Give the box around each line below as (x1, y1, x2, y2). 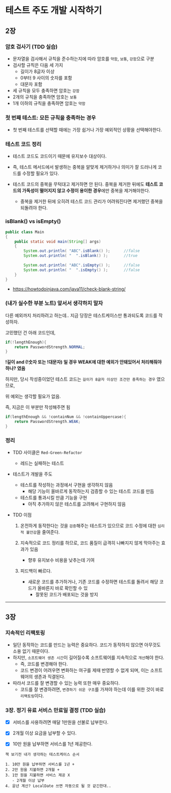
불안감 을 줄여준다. (26, 529, 60, 535)
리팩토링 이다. (20, 693, 44, 699)
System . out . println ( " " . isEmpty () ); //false (23, 267, 140, 273)
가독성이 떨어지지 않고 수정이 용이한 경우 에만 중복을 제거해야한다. (22, 188, 150, 194)
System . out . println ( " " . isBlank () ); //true (23, 253, 138, 258)
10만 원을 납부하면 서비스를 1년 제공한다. (12, 741, 93, 747)
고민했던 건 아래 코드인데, (5, 329, 56, 335)
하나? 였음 (5, 365, 25, 372)
